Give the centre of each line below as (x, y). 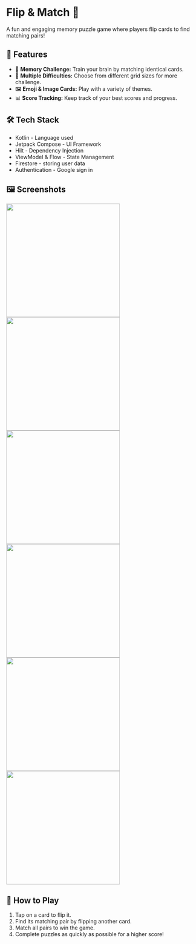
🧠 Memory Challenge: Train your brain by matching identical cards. (99, 69)
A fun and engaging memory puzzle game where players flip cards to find (98, 29)
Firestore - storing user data (50, 163)
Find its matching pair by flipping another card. (73, 922)
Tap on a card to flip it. (43, 915)
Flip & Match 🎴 (43, 12)
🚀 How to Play (33, 900)
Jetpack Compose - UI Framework (58, 144)
